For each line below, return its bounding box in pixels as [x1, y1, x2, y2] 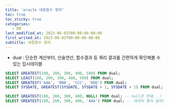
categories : [5, 21, 30, 27]
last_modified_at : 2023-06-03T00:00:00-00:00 [5, 31, 102, 36]
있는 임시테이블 [12, 61, 43, 67]
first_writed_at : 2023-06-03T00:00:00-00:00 [5, 36, 100, 41]
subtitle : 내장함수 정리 [5, 40, 51, 45]
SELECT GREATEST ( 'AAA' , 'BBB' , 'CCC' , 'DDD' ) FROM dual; [5, 80, 127, 85]
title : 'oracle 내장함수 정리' [5, 7, 64, 13]
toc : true [5, 12, 26, 17]
